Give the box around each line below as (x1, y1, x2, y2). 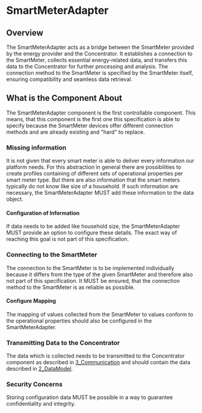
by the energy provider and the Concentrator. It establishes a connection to (6, 50, 193, 57)
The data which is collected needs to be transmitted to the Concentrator (6, 352, 185, 359)
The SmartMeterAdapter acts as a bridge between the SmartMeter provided (6, 43, 194, 51)
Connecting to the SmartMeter (6, 251, 97, 259)
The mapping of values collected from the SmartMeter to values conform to (6, 311, 194, 318)
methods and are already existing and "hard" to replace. (6, 128, 145, 136)
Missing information (6, 143, 67, 151)
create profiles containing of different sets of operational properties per (6, 170, 183, 177)
